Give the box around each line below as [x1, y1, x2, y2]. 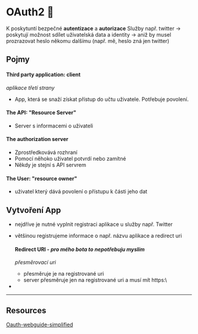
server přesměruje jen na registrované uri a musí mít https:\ [23, 277, 167, 284]
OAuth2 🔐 [6, 5, 54, 19]
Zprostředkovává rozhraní [14, 149, 78, 156]
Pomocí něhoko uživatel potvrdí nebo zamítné [14, 155, 127, 162]
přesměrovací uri [14, 259, 56, 266]
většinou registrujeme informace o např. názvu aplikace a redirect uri [14, 232, 182, 239]
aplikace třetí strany [6, 84, 55, 91]
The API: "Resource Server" [6, 109, 77, 116]
